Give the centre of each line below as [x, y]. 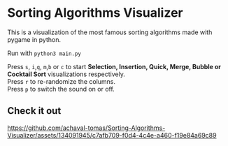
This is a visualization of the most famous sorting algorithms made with [110, 32]
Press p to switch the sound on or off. [61, 89]
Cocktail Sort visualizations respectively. [66, 74]
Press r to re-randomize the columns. [62, 81]
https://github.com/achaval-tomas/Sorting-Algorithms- [86, 128]
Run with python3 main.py [44, 53]
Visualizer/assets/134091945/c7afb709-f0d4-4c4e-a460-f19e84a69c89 [112, 135]
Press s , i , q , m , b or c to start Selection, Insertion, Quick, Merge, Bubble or [114, 66]
